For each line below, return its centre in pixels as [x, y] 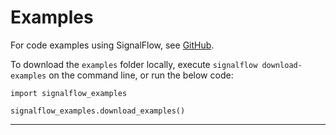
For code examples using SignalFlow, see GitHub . [112, 45]
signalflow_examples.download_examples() [98, 111]
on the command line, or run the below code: [141, 75]
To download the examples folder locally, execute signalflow [134, 64]
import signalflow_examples [69, 93]
